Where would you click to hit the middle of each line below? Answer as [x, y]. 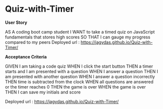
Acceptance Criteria [26, 56]
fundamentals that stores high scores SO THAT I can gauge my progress [78, 37]
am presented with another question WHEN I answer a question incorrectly [80, 76]
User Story [16, 22]
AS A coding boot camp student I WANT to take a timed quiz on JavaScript [80, 32]
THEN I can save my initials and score [43, 92]
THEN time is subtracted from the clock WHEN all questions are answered [79, 82]
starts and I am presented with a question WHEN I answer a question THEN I [81, 71]
